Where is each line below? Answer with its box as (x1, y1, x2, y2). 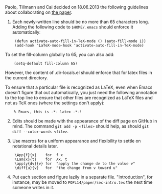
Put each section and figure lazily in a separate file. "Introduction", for (12, 174, 153, 180)
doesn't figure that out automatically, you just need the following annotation (5, 90, 158, 95)
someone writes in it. (12, 185, 55, 190)
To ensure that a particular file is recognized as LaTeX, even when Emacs (5, 84, 153, 90)
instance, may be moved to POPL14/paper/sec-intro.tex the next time (12, 179, 153, 185)
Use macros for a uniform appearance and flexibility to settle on (12, 138, 141, 144)
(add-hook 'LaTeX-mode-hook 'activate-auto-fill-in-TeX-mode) (14, 43, 144, 48)
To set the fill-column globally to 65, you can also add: (5, 51, 115, 57)
